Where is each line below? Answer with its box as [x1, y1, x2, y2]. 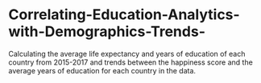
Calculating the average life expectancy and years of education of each [8, 49, 246, 58]
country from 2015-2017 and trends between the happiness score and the [8, 57, 254, 67]
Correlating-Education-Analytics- [8, 6, 240, 24]
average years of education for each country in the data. [8, 65, 196, 75]
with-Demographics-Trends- [8, 22, 205, 41]
